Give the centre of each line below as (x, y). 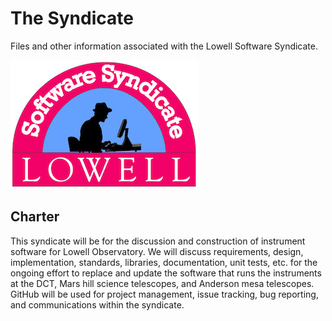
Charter (35, 217)
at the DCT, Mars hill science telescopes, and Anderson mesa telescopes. (162, 283)
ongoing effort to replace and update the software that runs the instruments (166, 273)
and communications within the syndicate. (97, 304)
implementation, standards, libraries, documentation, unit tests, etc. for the (164, 262)
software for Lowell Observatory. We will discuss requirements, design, (157, 251)
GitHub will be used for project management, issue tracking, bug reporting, (164, 294)
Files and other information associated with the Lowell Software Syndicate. (164, 46)
